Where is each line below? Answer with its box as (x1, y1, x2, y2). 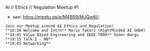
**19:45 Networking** (5, 41, 51, 46)
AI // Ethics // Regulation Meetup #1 (5, 4, 79, 10)
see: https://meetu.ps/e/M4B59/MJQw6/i (12, 14, 99, 19)
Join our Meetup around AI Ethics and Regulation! (5, 23, 114, 28)
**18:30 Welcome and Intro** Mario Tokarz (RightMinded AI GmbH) (5, 28, 145, 33)
